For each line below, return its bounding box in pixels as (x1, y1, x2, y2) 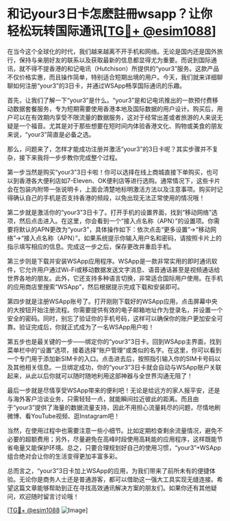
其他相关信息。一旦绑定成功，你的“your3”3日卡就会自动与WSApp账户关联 (12, 363, 222, 371)
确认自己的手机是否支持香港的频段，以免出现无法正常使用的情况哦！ (12, 193, 205, 202)
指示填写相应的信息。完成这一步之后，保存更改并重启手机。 (7, 242, 175, 251)
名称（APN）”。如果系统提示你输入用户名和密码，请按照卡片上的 (41, 233, 222, 242)
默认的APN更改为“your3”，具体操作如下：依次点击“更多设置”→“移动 (18, 225, 211, 233)
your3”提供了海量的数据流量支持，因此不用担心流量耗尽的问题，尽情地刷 (16, 403, 221, 411)
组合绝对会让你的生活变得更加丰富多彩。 (7, 452, 121, 460)
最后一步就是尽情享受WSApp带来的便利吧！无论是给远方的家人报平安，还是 (7, 386, 220, 394)
